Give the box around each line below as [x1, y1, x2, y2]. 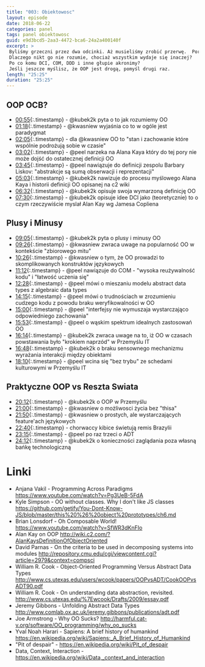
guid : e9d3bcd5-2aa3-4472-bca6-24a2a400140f [6, 37, 121, 43]
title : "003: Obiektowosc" [6, 9, 75, 15]
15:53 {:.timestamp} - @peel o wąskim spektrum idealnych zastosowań [15, 318, 192, 326]
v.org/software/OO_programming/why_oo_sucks [15, 621, 137, 629]
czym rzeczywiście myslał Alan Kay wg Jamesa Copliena [15, 200, 159, 208]
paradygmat [15, 129, 46, 136]
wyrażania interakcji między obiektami [15, 351, 112, 358]
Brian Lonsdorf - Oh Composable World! [15, 517, 117, 525]
